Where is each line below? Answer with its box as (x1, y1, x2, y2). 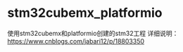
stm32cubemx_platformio (7, 5, 163, 21)
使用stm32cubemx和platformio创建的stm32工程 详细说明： (7, 29, 179, 37)
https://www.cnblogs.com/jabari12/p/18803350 (7, 37, 145, 45)
